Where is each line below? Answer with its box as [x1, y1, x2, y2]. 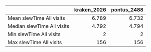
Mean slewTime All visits [7, 15, 65, 21]
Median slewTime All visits [7, 23, 70, 29]
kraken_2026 [74, 6, 106, 13]
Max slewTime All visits [7, 39, 62, 46]
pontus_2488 [111, 6, 144, 13]
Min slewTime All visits [7, 31, 61, 38]
